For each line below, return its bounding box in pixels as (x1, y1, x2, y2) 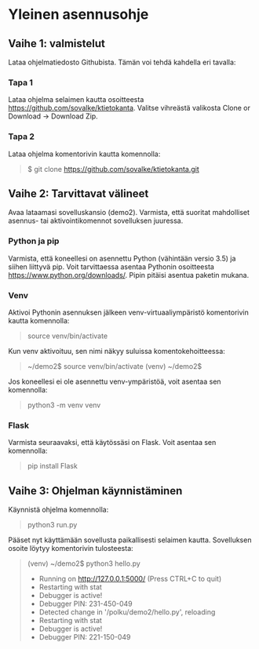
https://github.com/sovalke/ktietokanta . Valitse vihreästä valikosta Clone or (8, 104, 251, 113)
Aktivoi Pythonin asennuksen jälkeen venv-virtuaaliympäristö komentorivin (8, 308, 249, 317)
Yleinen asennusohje (8, 5, 149, 24)
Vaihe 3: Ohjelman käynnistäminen (8, 484, 183, 498)
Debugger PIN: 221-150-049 (38, 633, 131, 642)
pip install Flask (27, 461, 78, 471)
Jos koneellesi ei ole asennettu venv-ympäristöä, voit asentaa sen (8, 377, 221, 386)
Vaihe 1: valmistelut (8, 37, 106, 50)
